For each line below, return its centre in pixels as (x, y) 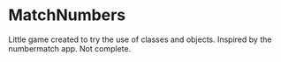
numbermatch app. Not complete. (70, 48)
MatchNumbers (67, 15)
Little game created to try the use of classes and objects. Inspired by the (140, 39)
